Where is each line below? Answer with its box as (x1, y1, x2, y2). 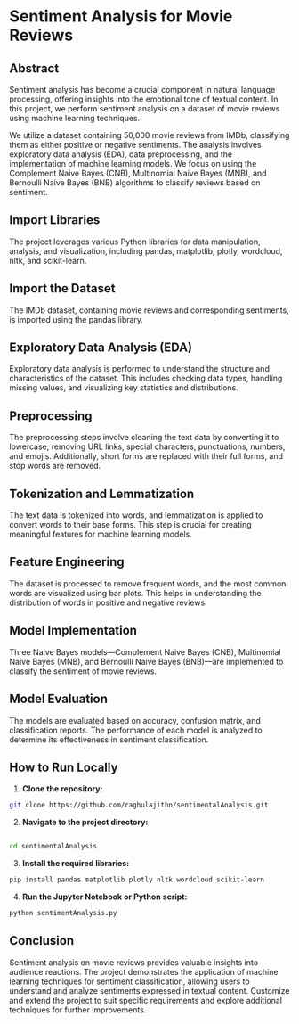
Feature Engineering (9, 554, 125, 569)
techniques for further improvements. (9, 1004, 147, 1015)
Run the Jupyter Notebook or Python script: (21, 891, 188, 902)
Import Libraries (9, 212, 101, 228)
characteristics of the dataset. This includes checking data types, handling (9, 373, 283, 384)
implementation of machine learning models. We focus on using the (9, 159, 257, 168)
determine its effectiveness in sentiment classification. (9, 733, 209, 745)
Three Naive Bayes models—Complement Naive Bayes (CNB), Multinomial (9, 646, 281, 657)
